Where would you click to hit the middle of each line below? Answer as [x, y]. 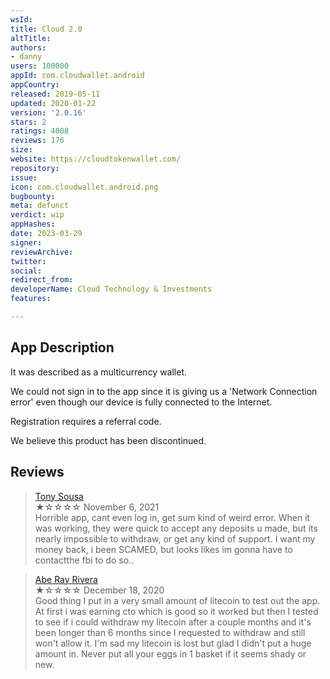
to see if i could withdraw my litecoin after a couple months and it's [173, 622]
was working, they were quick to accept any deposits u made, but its [176, 528]
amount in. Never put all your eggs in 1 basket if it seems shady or [170, 653]
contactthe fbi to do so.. [84, 560]
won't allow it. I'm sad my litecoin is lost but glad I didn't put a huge [173, 643]
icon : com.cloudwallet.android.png [84, 187]
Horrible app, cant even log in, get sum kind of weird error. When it [172, 517]
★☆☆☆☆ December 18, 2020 [99, 590]
